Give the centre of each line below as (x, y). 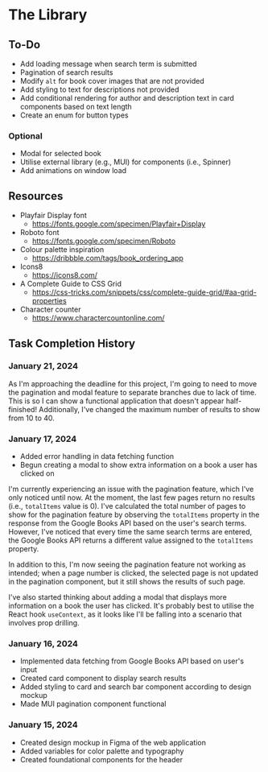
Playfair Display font (53, 216)
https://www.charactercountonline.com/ (98, 318)
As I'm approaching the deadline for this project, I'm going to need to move (133, 383)
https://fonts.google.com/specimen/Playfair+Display (119, 224)
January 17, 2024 (43, 439)
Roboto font (39, 233)
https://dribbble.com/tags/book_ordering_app (107, 258)
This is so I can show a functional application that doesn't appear (116, 401)
